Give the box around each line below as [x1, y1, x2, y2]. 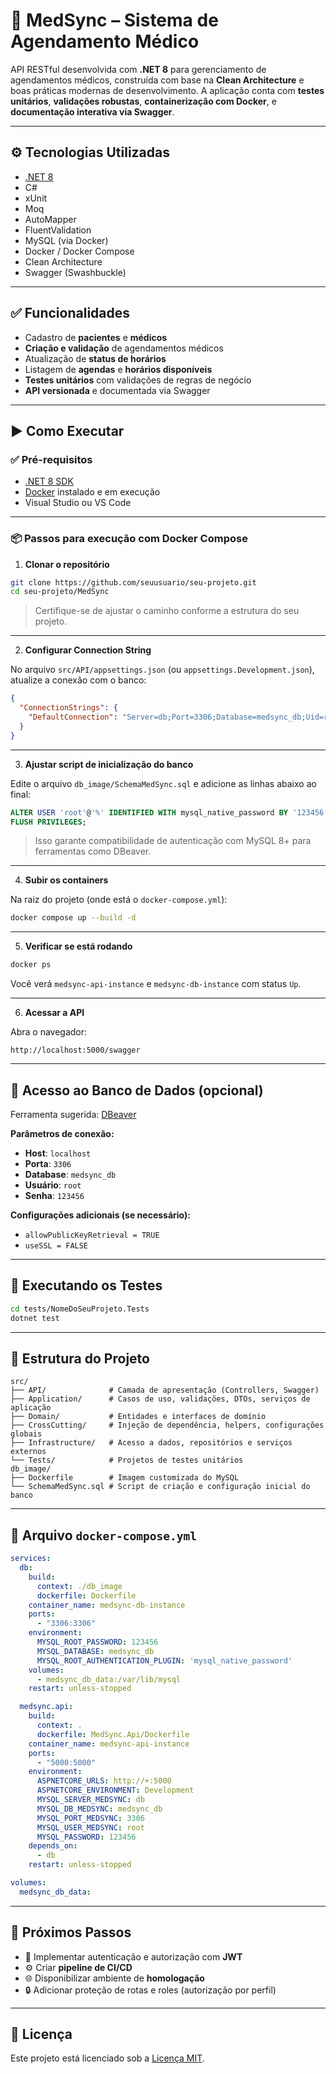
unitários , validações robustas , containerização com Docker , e [10, 95, 277, 107]
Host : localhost [24, 1147, 92, 1159]
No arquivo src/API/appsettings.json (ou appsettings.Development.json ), [10, 664, 315, 676]
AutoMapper [24, 213, 77, 225]
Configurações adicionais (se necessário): [10, 1209, 191, 1221]
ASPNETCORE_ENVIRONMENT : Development [36, 1785, 195, 1796]
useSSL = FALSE [24, 1240, 89, 1251]
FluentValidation [24, 224, 92, 236]
